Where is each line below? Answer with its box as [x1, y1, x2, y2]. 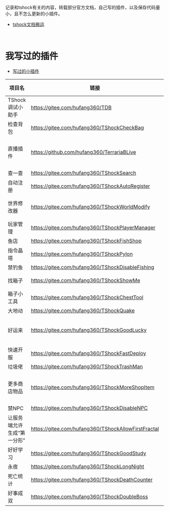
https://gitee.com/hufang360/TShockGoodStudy [31, 450, 146, 457]
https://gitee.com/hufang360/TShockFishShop [31, 237, 142, 244]
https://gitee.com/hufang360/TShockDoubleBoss [31, 493, 148, 500]
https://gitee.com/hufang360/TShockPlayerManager [31, 224, 156, 231]
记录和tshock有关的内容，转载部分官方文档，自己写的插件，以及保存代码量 [5, 5, 160, 10]
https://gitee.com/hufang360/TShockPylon [31, 250, 133, 258]
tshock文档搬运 [12, 22, 44, 27]
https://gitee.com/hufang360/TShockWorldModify [31, 203, 150, 210]
